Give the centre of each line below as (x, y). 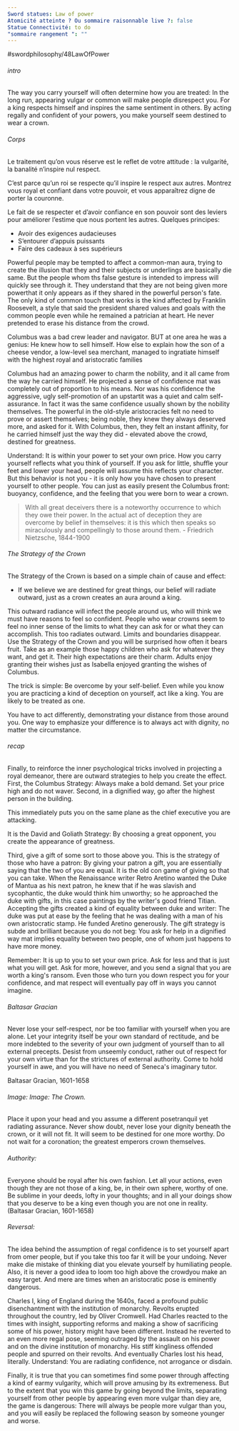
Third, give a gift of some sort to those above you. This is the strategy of (113, 855)
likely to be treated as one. (46, 701)
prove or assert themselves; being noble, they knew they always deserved (117, 419)
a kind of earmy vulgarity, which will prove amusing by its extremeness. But (118, 1382)
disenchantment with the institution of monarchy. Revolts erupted (103, 1308)
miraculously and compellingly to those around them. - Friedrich (119, 530)
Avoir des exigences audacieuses (67, 233)
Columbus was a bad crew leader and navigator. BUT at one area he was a (117, 337)
